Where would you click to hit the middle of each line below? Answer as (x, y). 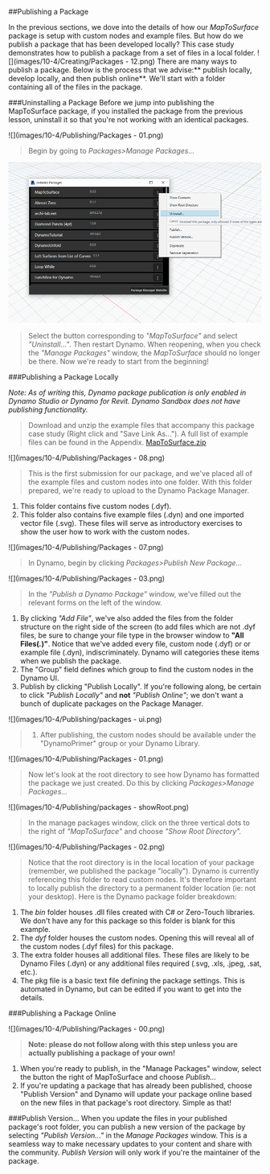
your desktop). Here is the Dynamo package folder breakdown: (132, 897)
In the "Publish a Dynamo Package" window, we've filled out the (135, 594)
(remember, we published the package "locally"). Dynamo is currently (143, 871)
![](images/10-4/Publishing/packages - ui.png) (85, 720)
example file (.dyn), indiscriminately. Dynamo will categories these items (139, 653)
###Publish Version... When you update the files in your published (118, 1119)
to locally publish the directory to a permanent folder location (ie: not (141, 889)
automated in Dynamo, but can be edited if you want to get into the (131, 989)
